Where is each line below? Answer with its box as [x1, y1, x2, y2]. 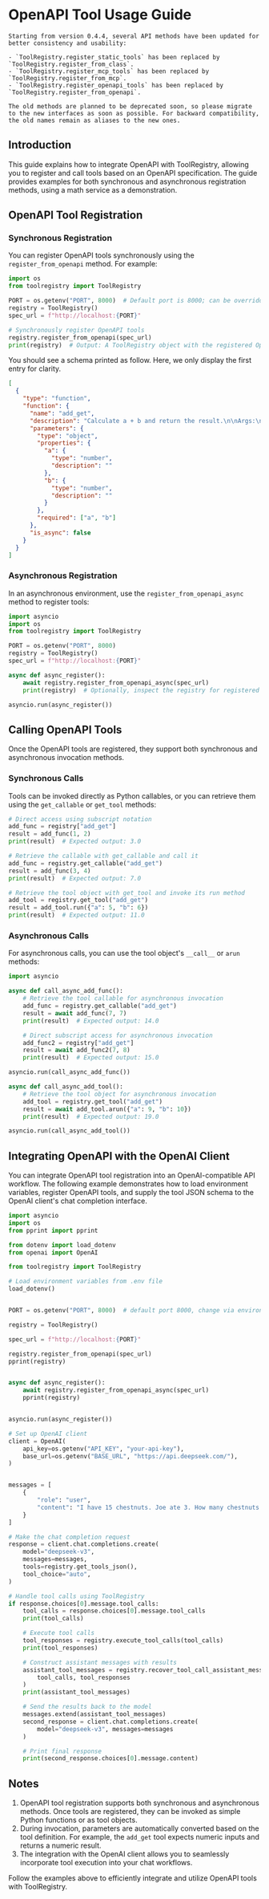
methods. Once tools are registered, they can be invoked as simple [19, 1807, 241, 1816]
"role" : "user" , [37, 1496, 91, 1504]
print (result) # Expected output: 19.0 [22, 1112, 159, 1120]
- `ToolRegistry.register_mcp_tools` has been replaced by [8, 67, 210, 75]
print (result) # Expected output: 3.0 [8, 837, 142, 846]
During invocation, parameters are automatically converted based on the [19, 1824, 259, 1833]
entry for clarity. [8, 364, 62, 374]
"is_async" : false [29, 528, 91, 537]
